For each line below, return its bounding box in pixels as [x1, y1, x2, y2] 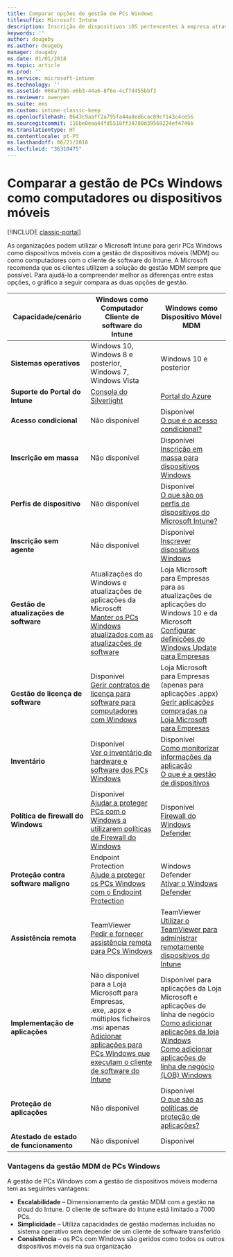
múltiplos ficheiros [90, 1014, 151, 1023]
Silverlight [90, 395, 123, 405]
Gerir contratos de [90, 680, 150, 690]
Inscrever [160, 536, 191, 545]
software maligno [10, 878, 70, 888]
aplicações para [90, 1040, 143, 1050]
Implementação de [10, 1018, 74, 1027]
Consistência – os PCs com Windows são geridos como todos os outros [17, 1235, 225, 1243]
